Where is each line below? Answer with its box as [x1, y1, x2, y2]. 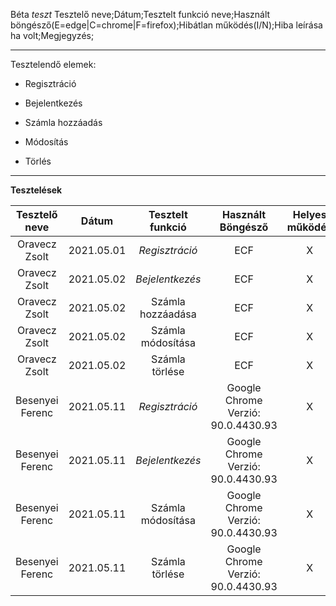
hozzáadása [139, 307, 197, 321]
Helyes [292, 208, 327, 221]
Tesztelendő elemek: [10, 59, 97, 70]
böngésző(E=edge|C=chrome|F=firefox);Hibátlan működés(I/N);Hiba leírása [10, 19, 323, 31]
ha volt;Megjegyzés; [10, 30, 95, 41]
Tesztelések [10, 184, 63, 196]
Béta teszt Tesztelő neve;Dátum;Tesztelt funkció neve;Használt [10, 9, 271, 20]
